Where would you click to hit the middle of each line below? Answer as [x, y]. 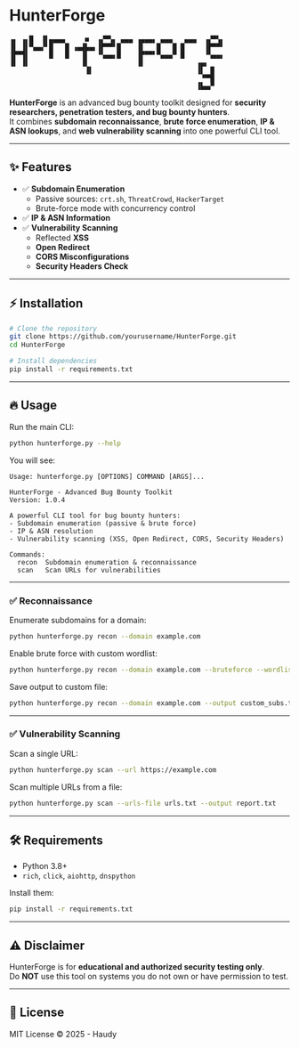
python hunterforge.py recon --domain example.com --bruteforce [131, 670]
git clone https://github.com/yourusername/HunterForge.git [123, 337]
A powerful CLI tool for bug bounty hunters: [95, 516]
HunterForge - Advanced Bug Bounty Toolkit [91, 492]
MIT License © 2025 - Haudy [63, 1034]
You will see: [32, 460]
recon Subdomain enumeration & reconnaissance [107, 562]
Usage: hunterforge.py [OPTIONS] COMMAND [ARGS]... [107, 476]
